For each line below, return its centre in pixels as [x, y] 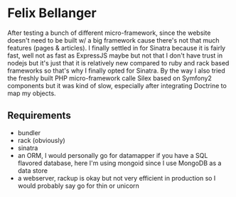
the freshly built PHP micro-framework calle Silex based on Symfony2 [109, 78]
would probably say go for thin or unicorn [79, 186]
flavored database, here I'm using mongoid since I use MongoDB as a [119, 163]
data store [33, 170]
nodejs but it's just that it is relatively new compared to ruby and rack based [118, 63]
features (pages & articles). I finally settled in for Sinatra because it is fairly [117, 48]
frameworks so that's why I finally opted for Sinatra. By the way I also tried [116, 70]
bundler [29, 132]
